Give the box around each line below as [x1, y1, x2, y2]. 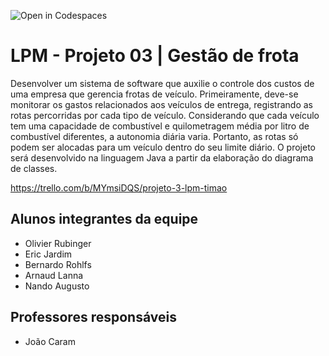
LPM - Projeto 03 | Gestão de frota [10, 45, 300, 67]
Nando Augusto [24, 280, 90, 292]
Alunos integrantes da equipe [10, 211, 199, 228]
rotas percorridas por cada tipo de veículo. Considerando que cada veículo [10, 109, 320, 121]
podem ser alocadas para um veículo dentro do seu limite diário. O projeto [10, 141, 316, 153]
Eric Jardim [24, 248, 73, 260]
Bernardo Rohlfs [24, 258, 92, 270]
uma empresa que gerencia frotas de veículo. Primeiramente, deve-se [10, 88, 299, 100]
